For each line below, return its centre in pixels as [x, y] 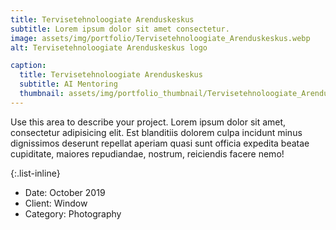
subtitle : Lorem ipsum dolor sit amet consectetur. [120, 29]
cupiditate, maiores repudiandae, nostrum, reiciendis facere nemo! [147, 153]
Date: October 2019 [65, 192]
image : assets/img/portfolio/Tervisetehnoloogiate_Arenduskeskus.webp [160, 38]
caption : [28, 66]
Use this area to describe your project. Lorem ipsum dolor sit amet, [148, 122]
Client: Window [56, 203]
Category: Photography [73, 213]
